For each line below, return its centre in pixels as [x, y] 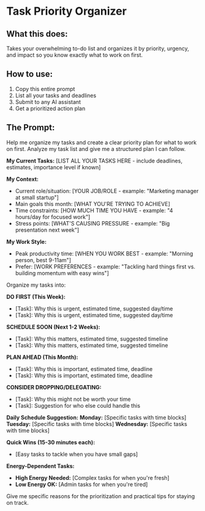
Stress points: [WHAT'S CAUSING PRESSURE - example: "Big [92, 223]
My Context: [22, 179]
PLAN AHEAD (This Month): [42, 357]
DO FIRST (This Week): [36, 296]
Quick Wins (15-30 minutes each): [51, 442]
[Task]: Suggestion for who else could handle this [78, 405]
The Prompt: [31, 127]
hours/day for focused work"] [53, 217]
